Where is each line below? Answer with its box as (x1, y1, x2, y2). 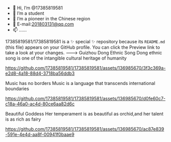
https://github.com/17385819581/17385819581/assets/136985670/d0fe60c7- (5, 96, 166, 101)
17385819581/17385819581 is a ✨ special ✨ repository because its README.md (5, 39, 165, 44)
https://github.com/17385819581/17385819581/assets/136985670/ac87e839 (5, 126, 164, 132)
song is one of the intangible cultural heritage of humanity (5, 55, 127, 61)
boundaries (5, 86, 30, 92)
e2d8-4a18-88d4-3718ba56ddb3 (5, 70, 75, 76)
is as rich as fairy (5, 116, 41, 122)
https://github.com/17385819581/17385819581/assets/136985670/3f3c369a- (5, 65, 166, 71)
